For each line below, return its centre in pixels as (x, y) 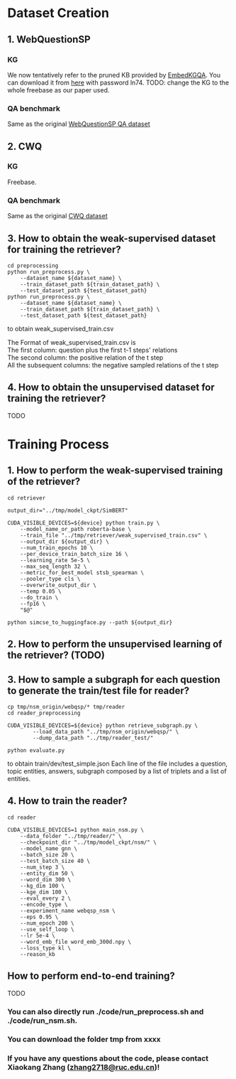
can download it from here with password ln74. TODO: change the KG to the (118, 82)
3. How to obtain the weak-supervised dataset (112, 238)
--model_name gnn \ (49, 848)
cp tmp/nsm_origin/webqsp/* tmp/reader (66, 707)
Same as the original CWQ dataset (57, 216)
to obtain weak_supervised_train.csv (61, 328)
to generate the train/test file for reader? (99, 691)
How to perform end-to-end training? (91, 976)
